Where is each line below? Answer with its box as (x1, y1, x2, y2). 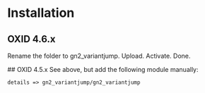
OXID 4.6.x (7, 33, 56, 45)
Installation (7, 5, 75, 21)
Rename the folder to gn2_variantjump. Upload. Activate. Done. (7, 51, 191, 60)
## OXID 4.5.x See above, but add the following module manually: (7, 66, 199, 73)
